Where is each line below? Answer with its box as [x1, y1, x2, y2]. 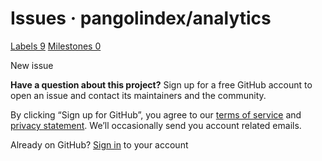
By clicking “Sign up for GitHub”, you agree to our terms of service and [10, 108, 302, 121]
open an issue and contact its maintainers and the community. [10, 89, 267, 101]
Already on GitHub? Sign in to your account [10, 138, 189, 151]
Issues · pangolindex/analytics [10, 7, 272, 30]
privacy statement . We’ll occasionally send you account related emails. [10, 119, 302, 131]
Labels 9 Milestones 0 [10, 40, 102, 52]
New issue [10, 59, 54, 71]
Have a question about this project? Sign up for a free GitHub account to [10, 78, 313, 91]
